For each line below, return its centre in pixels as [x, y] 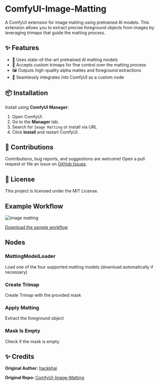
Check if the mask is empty [32, 341]
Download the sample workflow [36, 227]
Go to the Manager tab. [36, 122]
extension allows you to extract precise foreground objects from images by [80, 27]
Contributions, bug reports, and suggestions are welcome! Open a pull [75, 159]
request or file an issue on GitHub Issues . [46, 164]
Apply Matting [22, 307]
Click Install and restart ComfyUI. [45, 132]
